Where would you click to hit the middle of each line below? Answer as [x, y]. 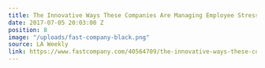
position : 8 [28, 30]
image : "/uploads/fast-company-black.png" [79, 37]
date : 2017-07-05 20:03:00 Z [56, 23]
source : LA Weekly [38, 45]
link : [17, 52]
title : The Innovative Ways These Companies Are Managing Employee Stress [134, 15]
